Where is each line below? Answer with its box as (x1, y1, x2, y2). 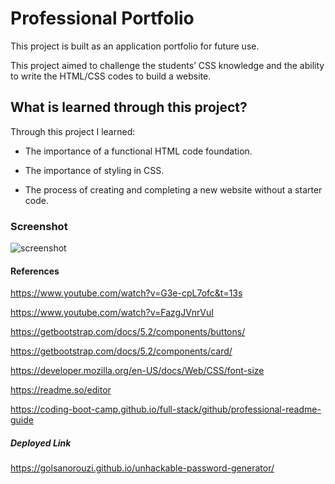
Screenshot (10, 219, 68, 233)
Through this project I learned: (10, 125, 136, 137)
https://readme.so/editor (10, 384, 112, 396)
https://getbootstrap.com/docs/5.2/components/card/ (10, 345, 233, 357)
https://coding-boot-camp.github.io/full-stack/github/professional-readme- (10, 403, 322, 416)
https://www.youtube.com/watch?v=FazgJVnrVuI (10, 307, 215, 319)
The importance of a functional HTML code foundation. (24, 145, 253, 157)
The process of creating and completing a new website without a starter (24, 183, 323, 196)
